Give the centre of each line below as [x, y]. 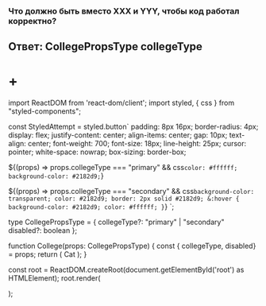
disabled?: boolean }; [43, 230]
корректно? [33, 21]
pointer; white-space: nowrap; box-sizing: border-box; [97, 152]
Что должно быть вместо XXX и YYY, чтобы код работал [124, 11]
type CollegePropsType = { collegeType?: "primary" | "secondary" [116, 222]
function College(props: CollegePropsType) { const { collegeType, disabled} [132, 246]
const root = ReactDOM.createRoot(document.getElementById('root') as [126, 270]
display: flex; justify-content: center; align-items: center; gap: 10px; [118, 135]
